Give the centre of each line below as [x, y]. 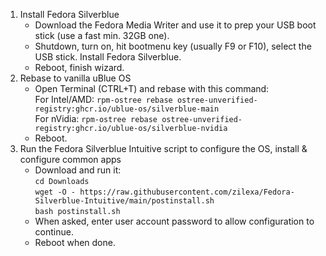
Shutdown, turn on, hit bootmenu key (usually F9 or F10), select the [173, 46]
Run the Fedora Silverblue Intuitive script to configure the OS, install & [163, 148]
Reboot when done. [75, 242]
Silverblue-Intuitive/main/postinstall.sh [124, 201]
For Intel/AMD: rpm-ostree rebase [103, 99]
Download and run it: [78, 170]
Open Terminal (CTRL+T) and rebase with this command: [152, 88]
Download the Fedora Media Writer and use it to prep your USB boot [175, 25]
